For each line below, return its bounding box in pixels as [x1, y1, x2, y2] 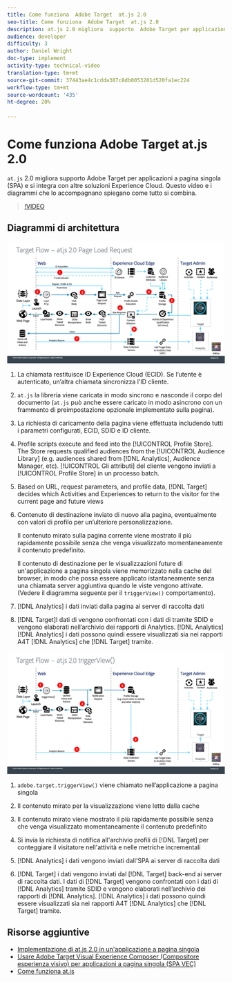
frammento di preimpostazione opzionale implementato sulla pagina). [17, 406, 215, 414]
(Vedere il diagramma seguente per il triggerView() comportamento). [17, 589, 215, 597]
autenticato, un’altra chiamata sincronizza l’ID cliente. [17, 377, 169, 386]
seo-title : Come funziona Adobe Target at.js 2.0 [7, 18, 159, 26]
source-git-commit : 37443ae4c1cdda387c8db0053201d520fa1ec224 [7, 77, 190, 84]
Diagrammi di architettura [7, 222, 119, 234]
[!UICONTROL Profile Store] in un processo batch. [17, 469, 160, 478]
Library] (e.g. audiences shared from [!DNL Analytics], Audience [17, 455, 200, 463]
